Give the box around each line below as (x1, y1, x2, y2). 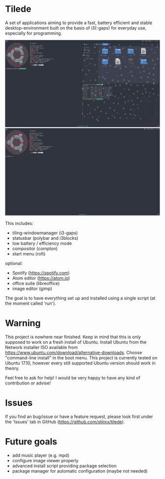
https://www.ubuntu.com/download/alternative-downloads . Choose (5, 350, 142, 355)
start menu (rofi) (12, 251, 46, 256)
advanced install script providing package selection (12, 463, 117, 469)
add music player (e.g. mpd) (12, 452, 70, 458)
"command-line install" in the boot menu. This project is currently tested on (5, 354, 158, 360)
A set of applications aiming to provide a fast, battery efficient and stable (5, 20, 153, 26)
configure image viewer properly (12, 457, 79, 463)
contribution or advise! (5, 380, 51, 386)
